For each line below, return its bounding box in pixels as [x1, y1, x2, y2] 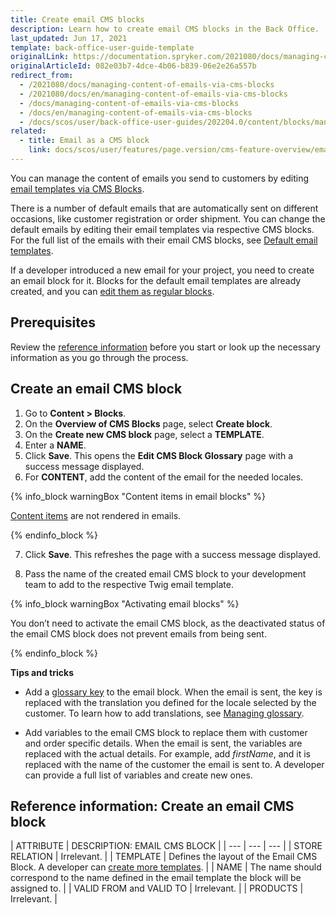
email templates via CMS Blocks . [10, 182, 145, 195]
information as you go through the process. [10, 351, 189, 363]
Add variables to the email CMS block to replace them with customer [24, 726, 308, 738]
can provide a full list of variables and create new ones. [24, 769, 253, 781]
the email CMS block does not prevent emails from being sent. [10, 627, 267, 640]
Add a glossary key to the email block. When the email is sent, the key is [24, 686, 323, 698]
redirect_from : [10, 71, 74, 81]
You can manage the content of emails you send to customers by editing [10, 172, 310, 184]
